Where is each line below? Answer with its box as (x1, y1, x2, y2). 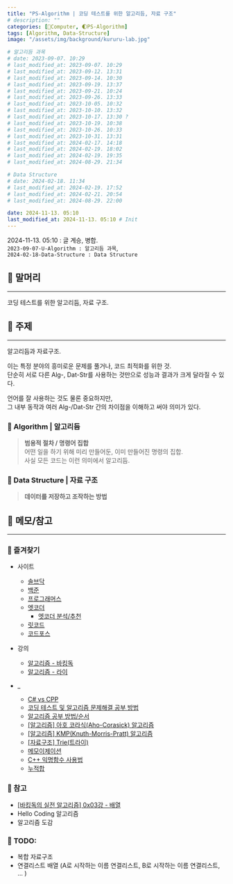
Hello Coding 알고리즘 (17, 809, 79, 818)
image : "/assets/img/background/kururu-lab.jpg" (7, 36, 150, 43)
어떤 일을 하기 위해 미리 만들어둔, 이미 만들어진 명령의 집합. (24, 447, 184, 456)
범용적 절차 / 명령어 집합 (24, 439, 89, 447)
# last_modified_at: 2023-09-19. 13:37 (7, 81, 123, 88)
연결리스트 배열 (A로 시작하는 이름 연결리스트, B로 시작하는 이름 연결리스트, (17, 861, 221, 869)
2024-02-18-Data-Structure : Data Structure (7, 251, 138, 258)
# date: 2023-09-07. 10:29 (7, 55, 85, 63)
